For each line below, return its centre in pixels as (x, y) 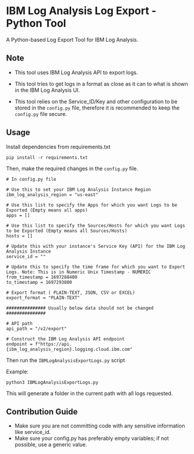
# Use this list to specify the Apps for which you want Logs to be (92, 205)
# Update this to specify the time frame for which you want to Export (96, 267)
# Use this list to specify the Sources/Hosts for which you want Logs (96, 226)
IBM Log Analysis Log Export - (81, 11)
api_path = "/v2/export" (36, 329)
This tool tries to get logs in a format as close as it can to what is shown (101, 84)
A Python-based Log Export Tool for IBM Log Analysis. (72, 39)
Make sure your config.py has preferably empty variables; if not (92, 438)
